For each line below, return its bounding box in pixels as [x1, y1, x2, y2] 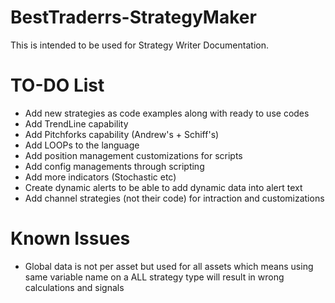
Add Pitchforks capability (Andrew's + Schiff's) [24, 128, 220, 140]
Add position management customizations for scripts [24, 149, 243, 161]
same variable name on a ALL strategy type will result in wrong [24, 271, 285, 283]
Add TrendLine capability [24, 117, 129, 130]
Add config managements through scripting [24, 160, 205, 172]
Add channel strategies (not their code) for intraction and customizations [24, 192, 325, 204]
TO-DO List [10, 74, 105, 97]
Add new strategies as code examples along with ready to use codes [24, 107, 310, 119]
